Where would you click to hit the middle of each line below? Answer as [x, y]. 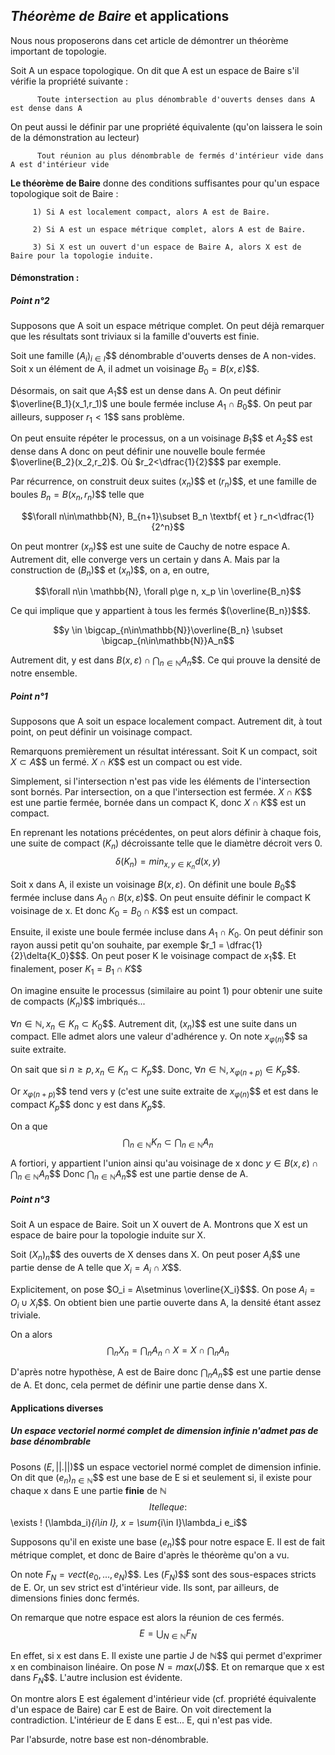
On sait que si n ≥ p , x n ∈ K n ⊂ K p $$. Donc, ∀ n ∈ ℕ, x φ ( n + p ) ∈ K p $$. [155, 1071]
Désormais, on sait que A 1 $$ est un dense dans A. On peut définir [146, 391]
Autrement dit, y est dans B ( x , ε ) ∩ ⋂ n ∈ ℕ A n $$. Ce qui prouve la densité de [165, 661]
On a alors [31, 1335]
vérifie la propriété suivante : [69, 81]
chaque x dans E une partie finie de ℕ [88, 1491]
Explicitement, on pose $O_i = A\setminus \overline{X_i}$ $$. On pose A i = [163, 1290]
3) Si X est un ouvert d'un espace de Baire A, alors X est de [167, 247]
